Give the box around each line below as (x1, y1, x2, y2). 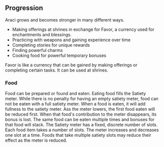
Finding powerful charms (12, 47, 63, 53)
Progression (5, 4, 43, 12)
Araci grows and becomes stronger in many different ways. (5, 17, 125, 23)
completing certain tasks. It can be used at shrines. (5, 67, 109, 73)
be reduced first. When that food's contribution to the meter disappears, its (5, 111, 157, 117)
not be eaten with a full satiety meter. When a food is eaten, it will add (5, 101, 146, 107)
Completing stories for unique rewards (12, 42, 90, 48)
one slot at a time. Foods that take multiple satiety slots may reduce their (5, 132, 152, 138)
